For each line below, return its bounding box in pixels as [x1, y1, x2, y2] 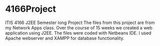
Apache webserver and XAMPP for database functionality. [5, 35, 125, 41]
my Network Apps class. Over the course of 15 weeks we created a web [5, 24, 153, 30]
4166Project [5, 3, 56, 15]
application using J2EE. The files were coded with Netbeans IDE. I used [5, 30, 152, 36]
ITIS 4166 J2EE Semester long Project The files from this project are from [5, 20, 155, 25]
